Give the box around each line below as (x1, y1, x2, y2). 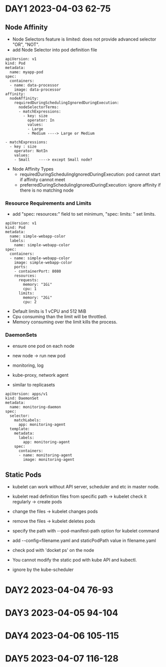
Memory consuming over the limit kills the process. (12, 319, 118, 325)
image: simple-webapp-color (14, 260, 72, 265)
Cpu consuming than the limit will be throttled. (12, 314, 107, 320)
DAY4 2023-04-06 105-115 (5, 630, 119, 641)
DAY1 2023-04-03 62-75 (5, 3, 111, 15)
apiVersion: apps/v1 (5, 391, 48, 396)
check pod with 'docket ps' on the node (12, 547, 95, 553)
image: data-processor (14, 87, 61, 92)
